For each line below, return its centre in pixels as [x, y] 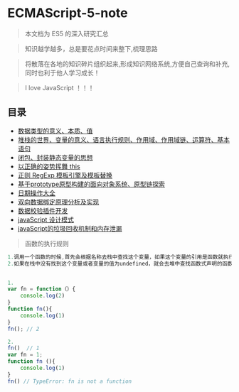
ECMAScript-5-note [68, 13]
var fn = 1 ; [25, 355]
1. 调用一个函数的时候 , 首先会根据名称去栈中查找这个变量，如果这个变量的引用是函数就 [116, 257]
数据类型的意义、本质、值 [55, 131]
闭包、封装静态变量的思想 [55, 157]
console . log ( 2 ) [43, 296]
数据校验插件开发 [43, 210]
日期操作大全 [36, 192]
